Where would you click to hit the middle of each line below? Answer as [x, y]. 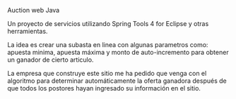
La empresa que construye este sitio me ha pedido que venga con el [107, 73]
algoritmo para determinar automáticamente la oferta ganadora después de [117, 81]
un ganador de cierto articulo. [51, 60]
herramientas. [28, 31]
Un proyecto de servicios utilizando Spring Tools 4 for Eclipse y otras [108, 24]
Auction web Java [34, 10]
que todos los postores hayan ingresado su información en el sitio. [104, 88]
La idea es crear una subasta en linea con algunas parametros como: [108, 45]
